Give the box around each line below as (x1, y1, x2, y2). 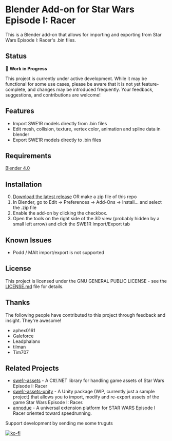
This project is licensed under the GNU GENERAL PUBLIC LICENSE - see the (5, 278, 167, 284)
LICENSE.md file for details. (5, 283, 64, 290)
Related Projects (5, 364, 59, 373)
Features (5, 107, 34, 116)
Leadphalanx (12, 338, 41, 344)
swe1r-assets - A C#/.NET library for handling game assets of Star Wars (12, 377, 164, 384)
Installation (5, 180, 42, 188)
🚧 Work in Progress (5, 65, 47, 71)
